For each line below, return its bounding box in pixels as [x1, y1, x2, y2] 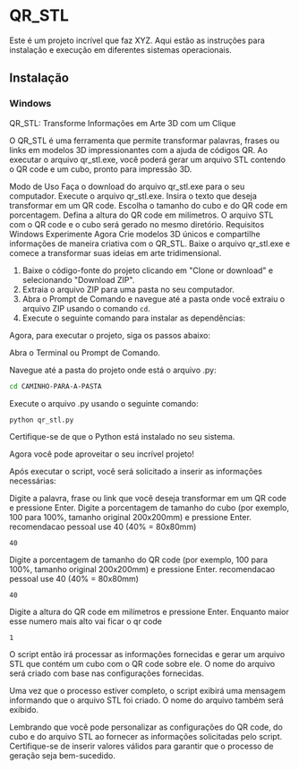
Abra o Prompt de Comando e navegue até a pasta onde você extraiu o [21, 293, 286, 304]
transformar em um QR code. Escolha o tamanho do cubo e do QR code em [9, 200, 288, 210]
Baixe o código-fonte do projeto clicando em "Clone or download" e [21, 265, 274, 276]
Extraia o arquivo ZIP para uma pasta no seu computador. [21, 284, 235, 295]
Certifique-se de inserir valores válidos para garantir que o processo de [9, 740, 274, 752]
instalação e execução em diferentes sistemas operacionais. [9, 44, 233, 55]
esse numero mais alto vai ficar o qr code [9, 616, 163, 627]
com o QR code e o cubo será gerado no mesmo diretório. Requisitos [9, 218, 265, 229]
